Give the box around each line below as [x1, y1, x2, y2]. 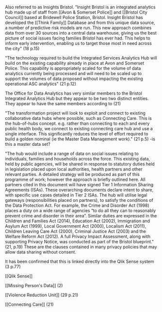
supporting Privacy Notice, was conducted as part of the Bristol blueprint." [5, 239, 154, 244]
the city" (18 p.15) [5, 46, 40, 51]
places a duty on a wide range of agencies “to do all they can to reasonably [5, 208, 156, 214]
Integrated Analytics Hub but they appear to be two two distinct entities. [5, 96, 149, 101]
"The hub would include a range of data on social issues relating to [5, 151, 139, 156]
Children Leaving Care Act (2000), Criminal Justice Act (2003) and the [5, 229, 146, 234]
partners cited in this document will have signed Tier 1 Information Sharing [5, 182, 154, 187]
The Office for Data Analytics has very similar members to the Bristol [5, 90, 142, 96]
